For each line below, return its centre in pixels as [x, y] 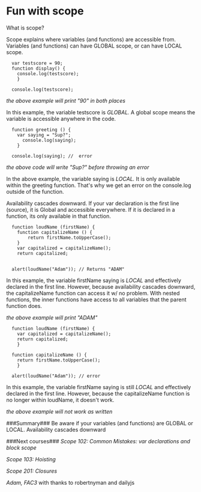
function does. [24, 306]
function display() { [39, 68]
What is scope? [25, 28]
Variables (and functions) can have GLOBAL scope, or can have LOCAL [94, 46]
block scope [22, 447]
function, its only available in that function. [58, 216]
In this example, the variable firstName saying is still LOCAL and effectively [99, 387]
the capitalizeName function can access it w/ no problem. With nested [93, 293]
